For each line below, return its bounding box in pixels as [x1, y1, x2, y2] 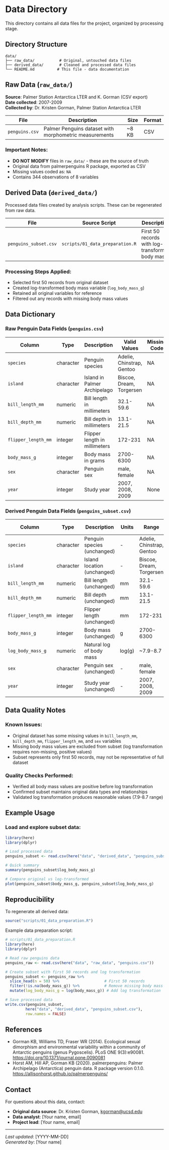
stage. [5, 25, 19, 31]
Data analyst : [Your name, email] [12, 1114, 81, 1120]
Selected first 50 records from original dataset [12, 279, 109, 285]
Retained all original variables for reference [12, 290, 102, 296]
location [84, 562, 104, 569]
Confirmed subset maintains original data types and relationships [12, 789, 148, 795]
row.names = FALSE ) [25, 1011, 66, 1016]
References [5, 1025, 42, 1034]
